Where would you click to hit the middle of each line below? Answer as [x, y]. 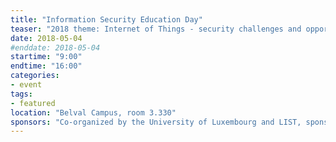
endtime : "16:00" [46, 66]
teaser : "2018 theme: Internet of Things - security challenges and [156, 29]
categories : [35, 76]
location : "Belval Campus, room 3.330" [93, 112]
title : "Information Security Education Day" [106, 19]
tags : [21, 94]
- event [26, 85]
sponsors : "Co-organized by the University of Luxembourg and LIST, [156, 122]
